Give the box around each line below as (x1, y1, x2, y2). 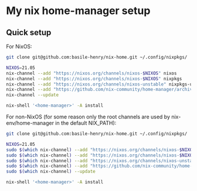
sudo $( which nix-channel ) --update (6, 169, 96, 175)
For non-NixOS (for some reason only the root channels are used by (6, 113, 171, 120)
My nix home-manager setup (6, 4, 151, 18)
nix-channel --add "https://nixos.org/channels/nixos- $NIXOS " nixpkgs (6, 76, 182, 81)
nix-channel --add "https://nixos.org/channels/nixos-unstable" (6, 81, 167, 87)
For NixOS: (6, 43, 32, 50)
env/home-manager (6, 120, 55, 127)
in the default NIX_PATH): (55, 120, 117, 127)
